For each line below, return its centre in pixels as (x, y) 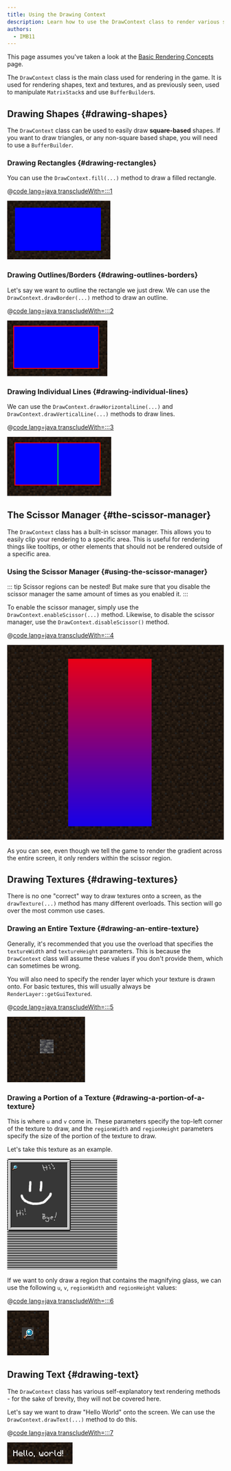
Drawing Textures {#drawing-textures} (93, 880)
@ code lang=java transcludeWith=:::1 (60, 191)
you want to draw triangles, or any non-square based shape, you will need (112, 138)
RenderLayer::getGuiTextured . (50, 993)
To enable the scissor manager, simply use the (73, 607)
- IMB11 (24, 37)
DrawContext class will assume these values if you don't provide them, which (115, 958)
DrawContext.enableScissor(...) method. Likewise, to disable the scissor (111, 615)
